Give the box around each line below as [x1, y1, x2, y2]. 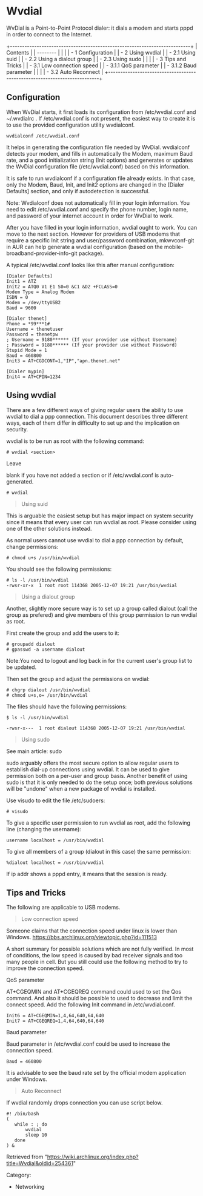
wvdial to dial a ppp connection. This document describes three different [6, 413, 188, 420]
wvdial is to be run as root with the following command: [6, 437, 144, 445]
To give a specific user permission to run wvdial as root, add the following [6, 819, 191, 826]
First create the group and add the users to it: [6, 629, 120, 637]
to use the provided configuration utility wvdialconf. [6, 121, 135, 128]
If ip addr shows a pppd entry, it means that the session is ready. [6, 870, 168, 877]
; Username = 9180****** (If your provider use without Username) [6, 336, 178, 343]
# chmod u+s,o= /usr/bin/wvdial [6, 692, 88, 698]
